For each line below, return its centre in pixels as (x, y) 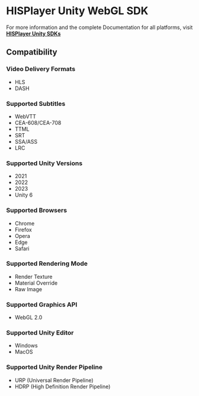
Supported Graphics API (42, 304)
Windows (26, 346)
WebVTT (25, 116)
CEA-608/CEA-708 (38, 123)
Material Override (36, 283)
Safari (22, 248)
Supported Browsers (36, 210)
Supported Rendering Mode (47, 263)
